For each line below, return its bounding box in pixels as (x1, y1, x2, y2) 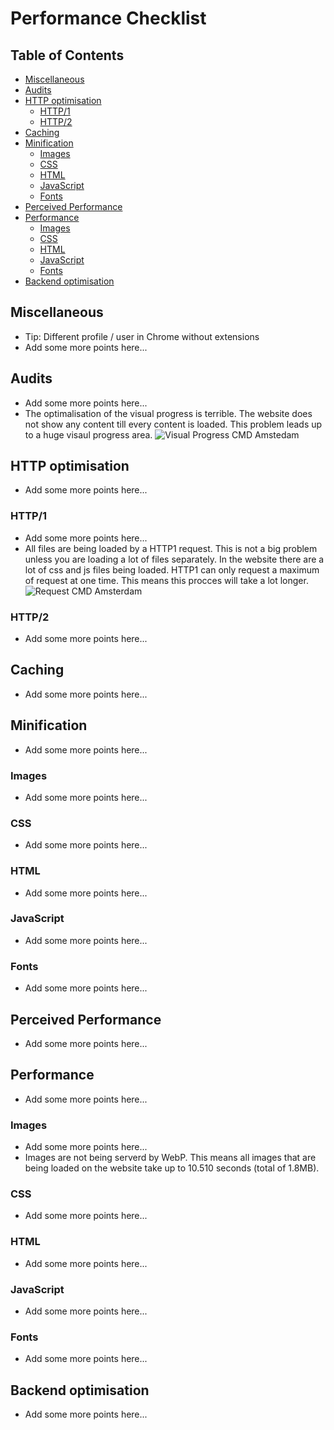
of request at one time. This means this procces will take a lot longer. (24, 574, 309, 586)
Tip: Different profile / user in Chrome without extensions (24, 330, 260, 342)
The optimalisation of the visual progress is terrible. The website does (24, 407, 313, 419)
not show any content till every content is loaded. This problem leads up (24, 418, 323, 430)
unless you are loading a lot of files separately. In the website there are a (24, 553, 325, 565)
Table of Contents (10, 47, 125, 64)
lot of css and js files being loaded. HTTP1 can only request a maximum (24, 563, 320, 576)
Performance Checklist (10, 7, 207, 30)
